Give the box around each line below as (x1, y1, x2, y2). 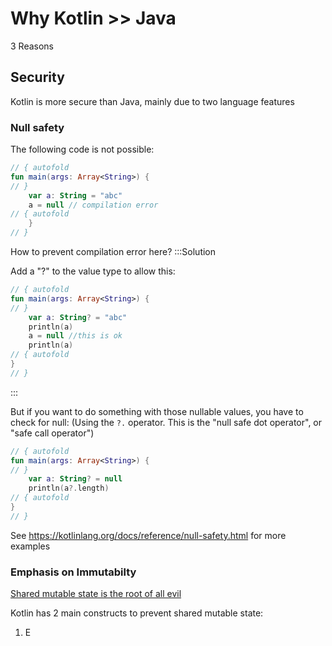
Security (10, 69, 65, 86)
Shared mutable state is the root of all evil (10, 588, 182, 600)
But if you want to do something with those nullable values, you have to (10, 405, 304, 417)
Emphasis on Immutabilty (10, 565, 137, 579)
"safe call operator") (10, 427, 95, 439)
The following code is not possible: (10, 143, 155, 156)
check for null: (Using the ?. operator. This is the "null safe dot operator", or (10, 416, 323, 428)
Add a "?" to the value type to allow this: (10, 265, 176, 277)
